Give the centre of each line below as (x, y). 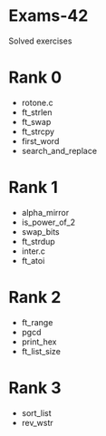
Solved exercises (40, 41)
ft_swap (36, 121)
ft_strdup (38, 241)
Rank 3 (35, 388)
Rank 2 (35, 297)
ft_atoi (33, 260)
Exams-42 (48, 16)
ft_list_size (41, 351)
